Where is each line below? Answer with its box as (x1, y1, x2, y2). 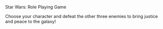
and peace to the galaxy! (5, 19, 56, 24)
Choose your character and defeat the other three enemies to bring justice (5, 14, 158, 19)
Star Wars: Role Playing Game (5, 4, 66, 10)
